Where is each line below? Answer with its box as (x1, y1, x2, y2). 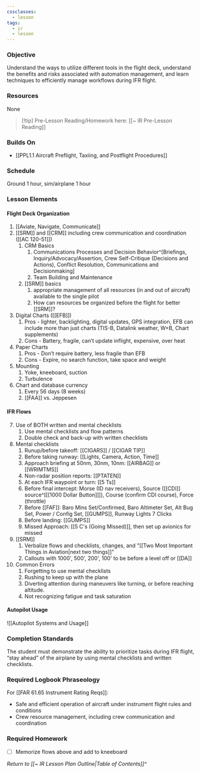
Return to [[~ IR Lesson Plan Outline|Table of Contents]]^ (7, 760, 147, 767)
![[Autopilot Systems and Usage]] (7, 619, 89, 627)
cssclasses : (7, 8, 36, 15)
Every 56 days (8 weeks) (24, 388, 86, 395)
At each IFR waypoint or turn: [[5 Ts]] (24, 478, 116, 485)
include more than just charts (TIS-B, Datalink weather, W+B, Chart (24, 325, 189, 332)
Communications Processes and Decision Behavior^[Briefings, (33, 248, 187, 255)
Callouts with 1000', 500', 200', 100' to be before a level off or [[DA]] (24, 555, 192, 562)
